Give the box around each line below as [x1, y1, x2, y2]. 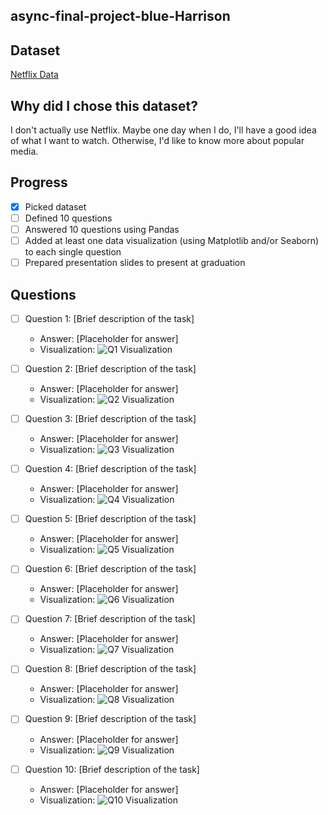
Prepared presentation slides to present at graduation [24, 257, 246, 269]
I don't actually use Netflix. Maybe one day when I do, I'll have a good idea [10, 124, 317, 136]
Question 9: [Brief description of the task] [24, 713, 197, 725]
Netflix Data [10, 69, 59, 81]
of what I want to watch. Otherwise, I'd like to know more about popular [10, 135, 305, 147]
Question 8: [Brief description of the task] [24, 663, 197, 675]
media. [10, 145, 39, 158]
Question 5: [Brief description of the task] [24, 513, 197, 525]
